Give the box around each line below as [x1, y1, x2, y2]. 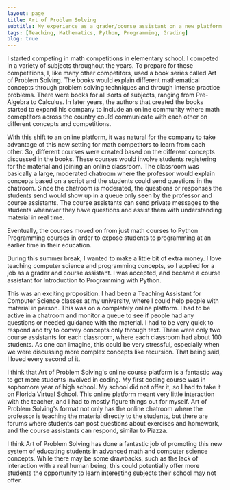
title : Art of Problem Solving [7, 16, 97, 23]
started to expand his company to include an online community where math [7, 106, 220, 114]
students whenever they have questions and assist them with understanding [7, 206, 222, 215]
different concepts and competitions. [7, 120, 112, 128]
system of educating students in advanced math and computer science [7, 447, 208, 456]
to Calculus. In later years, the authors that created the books [30, 98, 204, 106]
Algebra [7, 98, 29, 106]
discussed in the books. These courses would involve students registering [7, 155, 217, 163]
